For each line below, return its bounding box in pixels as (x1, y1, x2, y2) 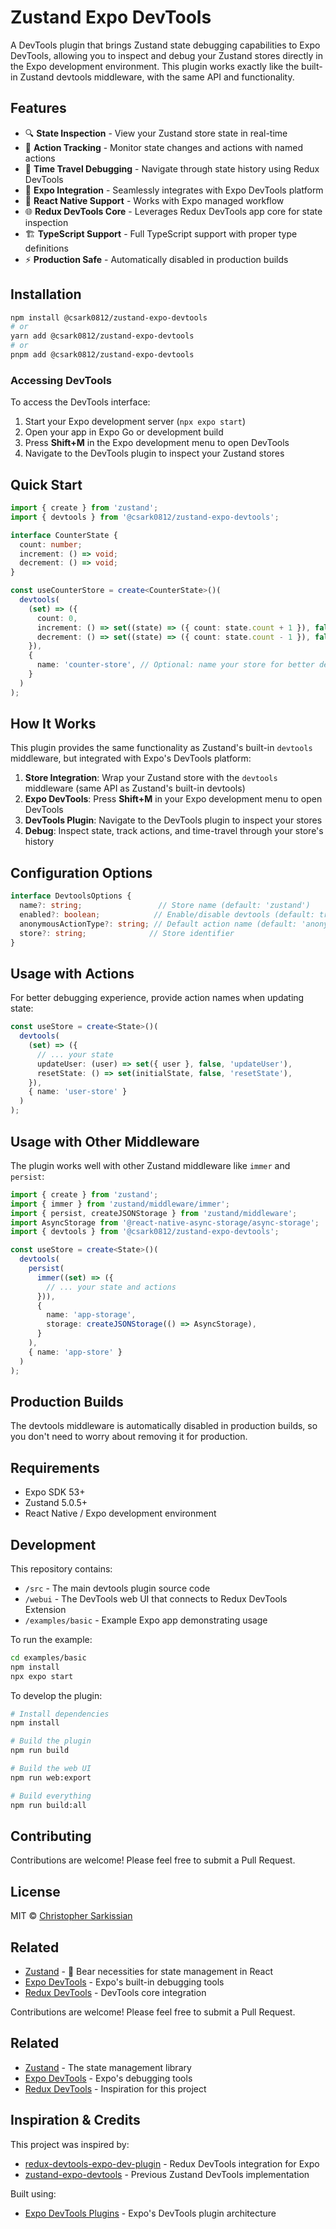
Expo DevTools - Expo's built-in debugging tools (24, 1976, 225, 1988)
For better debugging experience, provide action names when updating (10, 992, 305, 1004)
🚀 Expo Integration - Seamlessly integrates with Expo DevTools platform (24, 184, 324, 196)
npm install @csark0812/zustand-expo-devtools (10, 312, 208, 323)
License (10, 1883, 61, 1900)
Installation (10, 286, 82, 303)
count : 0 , (36, 613, 78, 623)
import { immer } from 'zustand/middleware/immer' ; (10, 1199, 230, 1209)
